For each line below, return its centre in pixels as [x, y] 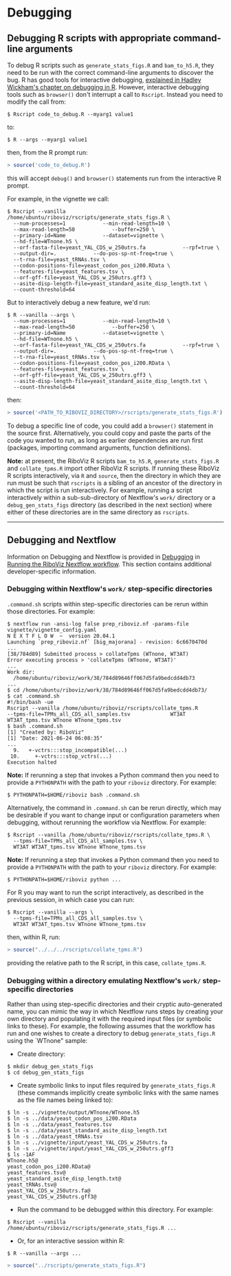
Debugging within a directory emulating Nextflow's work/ [104, 980]
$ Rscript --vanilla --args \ [51, 912]
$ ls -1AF [21, 1155]
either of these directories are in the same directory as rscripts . [98, 512]
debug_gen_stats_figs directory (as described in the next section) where [110, 505]
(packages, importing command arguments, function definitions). [99, 448]
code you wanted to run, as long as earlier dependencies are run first [105, 440]
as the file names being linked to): [65, 1100]
